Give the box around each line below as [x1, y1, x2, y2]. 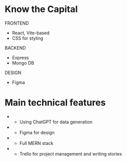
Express [12, 54, 29, 61]
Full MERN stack [19, 140, 54, 146]
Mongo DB [12, 60, 35, 66]
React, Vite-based [12, 30, 50, 36]
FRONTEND [5, 20, 29, 26]
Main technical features [5, 97, 106, 108]
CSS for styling [12, 35, 44, 41]
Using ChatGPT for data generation [19, 119, 93, 125]
